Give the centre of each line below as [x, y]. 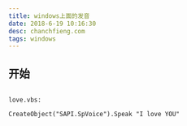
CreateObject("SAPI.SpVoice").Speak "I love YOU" [94, 115]
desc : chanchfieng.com [47, 31]
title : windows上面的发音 [49, 16]
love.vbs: [25, 100]
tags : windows [33, 39]
